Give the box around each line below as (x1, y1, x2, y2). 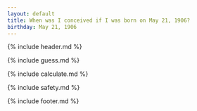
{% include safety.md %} (7, 84, 80, 92)
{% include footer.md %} (7, 97, 80, 105)
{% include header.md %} (7, 43, 82, 51)
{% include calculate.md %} (7, 70, 89, 78)
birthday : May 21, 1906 (7, 23, 77, 30)
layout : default (7, 10, 55, 18)
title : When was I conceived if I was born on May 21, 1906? (7, 17, 191, 24)
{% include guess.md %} (7, 56, 80, 65)
